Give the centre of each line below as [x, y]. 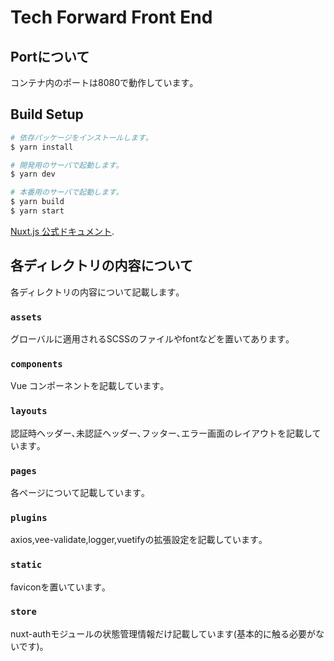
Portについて [50, 56]
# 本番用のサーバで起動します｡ [65, 192]
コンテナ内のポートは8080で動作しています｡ [102, 82]
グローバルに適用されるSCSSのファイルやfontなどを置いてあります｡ [150, 339]
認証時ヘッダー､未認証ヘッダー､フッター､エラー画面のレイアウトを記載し [161, 433]
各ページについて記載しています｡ [78, 492]
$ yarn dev [33, 174]
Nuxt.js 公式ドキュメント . [62, 231]
